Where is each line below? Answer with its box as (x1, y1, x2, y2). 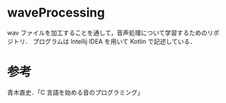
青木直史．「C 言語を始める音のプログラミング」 (7, 88, 144, 96)
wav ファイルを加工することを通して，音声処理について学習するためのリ (7, 28, 214, 37)
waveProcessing (7, 5, 105, 21)
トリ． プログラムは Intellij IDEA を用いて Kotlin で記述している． (12, 37, 196, 46)
